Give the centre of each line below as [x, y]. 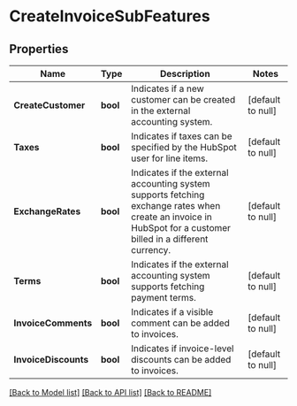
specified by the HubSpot [184, 147]
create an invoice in [171, 217]
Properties [39, 49]
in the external [161, 111]
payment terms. [164, 298]
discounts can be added [181, 360]
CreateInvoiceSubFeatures [110, 16]
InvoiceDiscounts [51, 360]
